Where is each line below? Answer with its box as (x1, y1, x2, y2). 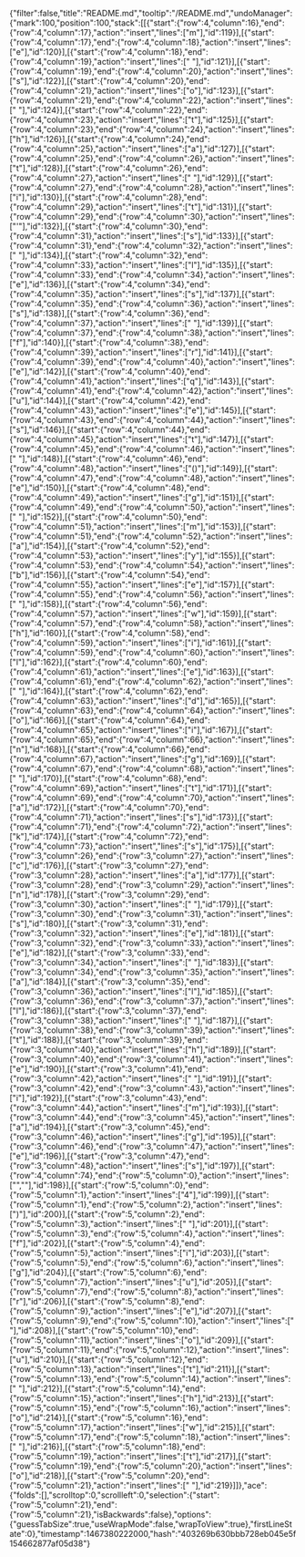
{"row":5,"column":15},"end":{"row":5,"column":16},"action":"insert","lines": (9, 1403, 291, 1413)
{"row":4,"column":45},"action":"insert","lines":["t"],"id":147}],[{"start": (9, 434, 274, 445)
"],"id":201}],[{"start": (188, 1219, 269, 1229)
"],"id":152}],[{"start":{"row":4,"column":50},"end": (17, 511, 208, 522)
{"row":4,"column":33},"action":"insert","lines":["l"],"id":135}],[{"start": (9, 260, 273, 270)
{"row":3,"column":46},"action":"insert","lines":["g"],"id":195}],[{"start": (9, 1131, 276, 1142)
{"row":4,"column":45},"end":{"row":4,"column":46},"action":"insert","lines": (9, 444, 296, 454)
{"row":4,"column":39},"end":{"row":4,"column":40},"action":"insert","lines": (9, 356, 296, 367)
